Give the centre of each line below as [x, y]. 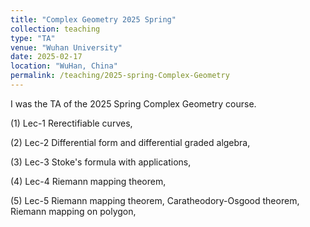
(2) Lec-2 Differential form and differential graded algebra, [130, 142]
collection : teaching [55, 29]
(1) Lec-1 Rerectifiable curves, [71, 123]
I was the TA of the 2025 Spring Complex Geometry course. [133, 103]
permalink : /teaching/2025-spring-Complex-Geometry [120, 76]
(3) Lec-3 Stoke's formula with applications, [101, 162]
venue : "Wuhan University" [66, 47]
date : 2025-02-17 [46, 57]
